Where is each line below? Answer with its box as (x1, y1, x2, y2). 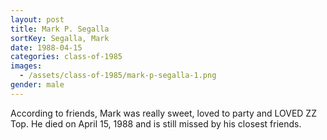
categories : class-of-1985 (10, 52, 123, 62)
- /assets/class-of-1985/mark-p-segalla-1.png (19, 71, 217, 81)
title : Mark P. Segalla (10, 24, 110, 34)
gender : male (10, 80, 65, 90)
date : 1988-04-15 (10, 42, 83, 53)
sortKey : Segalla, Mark (10, 33, 110, 43)
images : (10, 61, 43, 71)
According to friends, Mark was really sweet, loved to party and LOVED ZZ (10, 107, 317, 119)
